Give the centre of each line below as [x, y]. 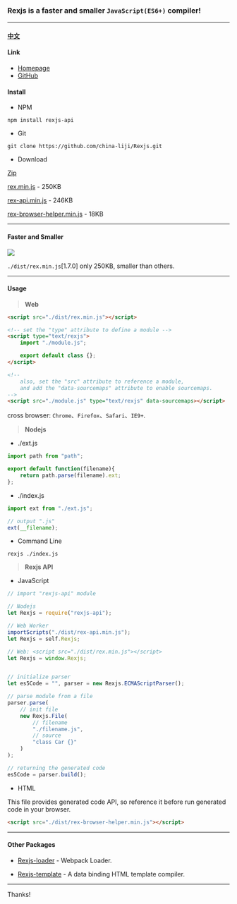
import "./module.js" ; [53, 343]
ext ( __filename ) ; [33, 527]
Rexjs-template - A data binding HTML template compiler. [101, 874]
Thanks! [19, 894]
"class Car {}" [55, 743]
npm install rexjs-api [41, 121]
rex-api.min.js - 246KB [40, 200]
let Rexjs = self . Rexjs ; [44, 639]
